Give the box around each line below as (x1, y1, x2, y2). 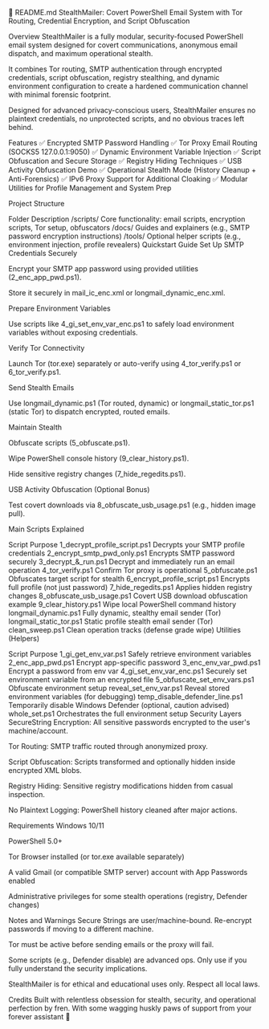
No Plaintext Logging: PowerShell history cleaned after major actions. (8, 805, 238, 815)
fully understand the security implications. (8, 964, 148, 973)
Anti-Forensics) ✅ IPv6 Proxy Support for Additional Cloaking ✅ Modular (8, 174, 248, 184)
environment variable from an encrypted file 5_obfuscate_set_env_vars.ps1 (8, 675, 255, 684)
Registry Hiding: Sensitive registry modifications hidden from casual (8, 781, 234, 791)
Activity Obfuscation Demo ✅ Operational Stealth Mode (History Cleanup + (8, 165, 257, 174)
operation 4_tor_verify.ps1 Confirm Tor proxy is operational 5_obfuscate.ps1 (8, 566, 258, 575)
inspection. (8, 790, 46, 799)
